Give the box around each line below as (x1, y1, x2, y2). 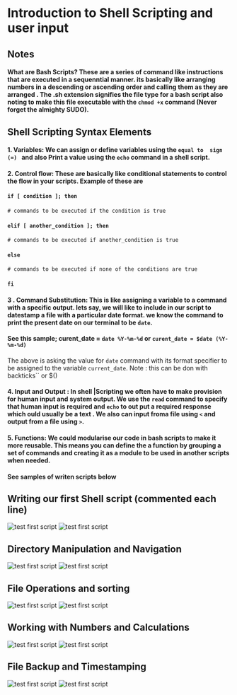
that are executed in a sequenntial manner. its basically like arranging (7, 76, 216, 84)
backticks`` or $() (7, 371, 58, 380)
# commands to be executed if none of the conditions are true (7, 266, 198, 273)
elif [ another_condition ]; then (7, 222, 110, 229)
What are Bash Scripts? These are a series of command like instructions (7, 68, 224, 76)
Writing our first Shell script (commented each (7, 493, 217, 505)
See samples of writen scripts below (7, 472, 117, 481)
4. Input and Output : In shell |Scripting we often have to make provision (7, 387, 222, 396)
